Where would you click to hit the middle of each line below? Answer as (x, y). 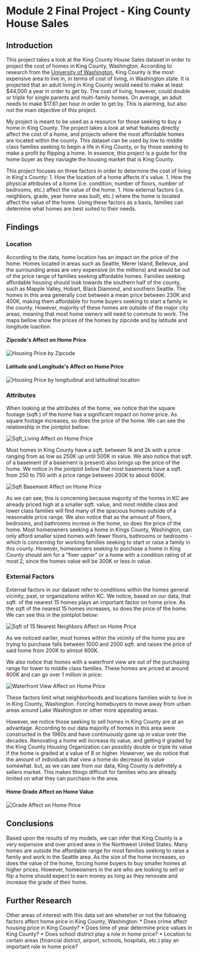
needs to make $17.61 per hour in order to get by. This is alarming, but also (97, 104)
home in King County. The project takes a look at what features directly (93, 128)
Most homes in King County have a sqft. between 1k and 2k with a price (93, 450)
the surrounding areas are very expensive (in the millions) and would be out (98, 270)
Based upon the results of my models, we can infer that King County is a (94, 838)
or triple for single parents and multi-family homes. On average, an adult (94, 97)
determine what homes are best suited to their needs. (72, 208)
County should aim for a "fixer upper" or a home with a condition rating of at (99, 555)
